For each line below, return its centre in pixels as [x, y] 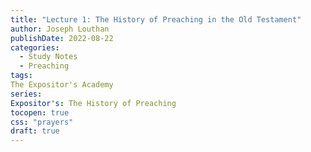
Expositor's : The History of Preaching [93, 103]
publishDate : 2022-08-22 [62, 38]
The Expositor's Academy [62, 85]
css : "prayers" [42, 122]
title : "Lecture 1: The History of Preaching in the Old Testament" [156, 19]
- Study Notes [48, 57]
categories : [35, 47]
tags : [21, 76]
